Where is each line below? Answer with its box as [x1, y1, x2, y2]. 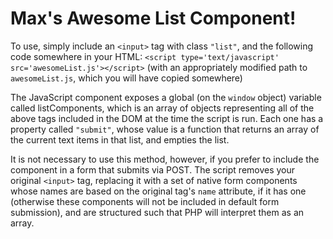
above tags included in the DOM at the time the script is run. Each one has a [10, 112, 324, 124]
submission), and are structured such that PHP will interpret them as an [10, 206, 305, 218]
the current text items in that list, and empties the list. [10, 133, 230, 146]
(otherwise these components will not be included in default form [10, 195, 280, 207]
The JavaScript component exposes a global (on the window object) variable [10, 91, 322, 103]
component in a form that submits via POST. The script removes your [10, 163, 296, 176]
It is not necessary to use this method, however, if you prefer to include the [10, 153, 320, 165]
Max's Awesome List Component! [10, 7, 297, 30]
